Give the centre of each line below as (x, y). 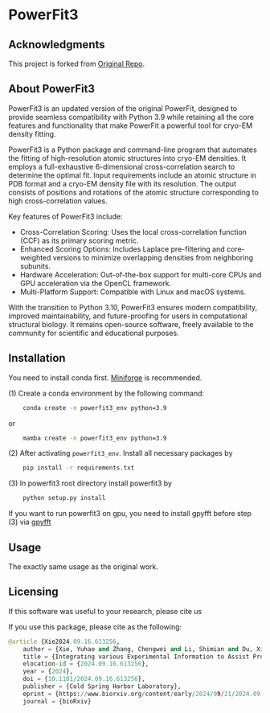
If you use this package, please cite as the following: (95, 627)
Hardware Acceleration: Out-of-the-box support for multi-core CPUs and (141, 274)
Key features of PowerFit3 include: (65, 216)
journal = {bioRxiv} (57, 701)
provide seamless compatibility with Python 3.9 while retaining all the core (131, 117)
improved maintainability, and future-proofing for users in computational (128, 316)
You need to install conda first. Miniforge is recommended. (105, 377)
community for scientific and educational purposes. (94, 333)
